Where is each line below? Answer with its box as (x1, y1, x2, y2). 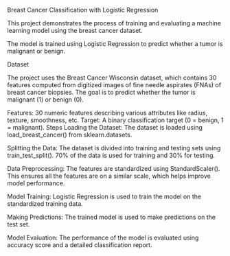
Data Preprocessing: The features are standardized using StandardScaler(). (7, 165, 220, 172)
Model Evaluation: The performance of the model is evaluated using (7, 233, 199, 242)
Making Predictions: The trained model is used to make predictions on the (7, 213, 216, 221)
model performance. (7, 179, 65, 187)
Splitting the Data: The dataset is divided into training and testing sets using (7, 144, 221, 152)
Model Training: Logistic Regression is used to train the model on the (7, 192, 201, 200)
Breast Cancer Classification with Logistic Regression (7, 6, 159, 14)
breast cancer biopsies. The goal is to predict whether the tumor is (7, 89, 196, 96)
